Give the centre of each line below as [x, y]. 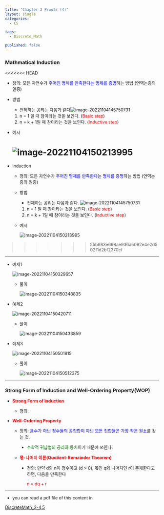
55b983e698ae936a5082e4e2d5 [124, 245]
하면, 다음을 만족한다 [46, 474]
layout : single [20, 14]
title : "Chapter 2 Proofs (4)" [37, 10]
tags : [10, 32]
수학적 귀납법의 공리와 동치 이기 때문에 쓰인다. [70, 447]
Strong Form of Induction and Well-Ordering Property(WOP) [78, 391]
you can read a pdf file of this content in [52, 498]
